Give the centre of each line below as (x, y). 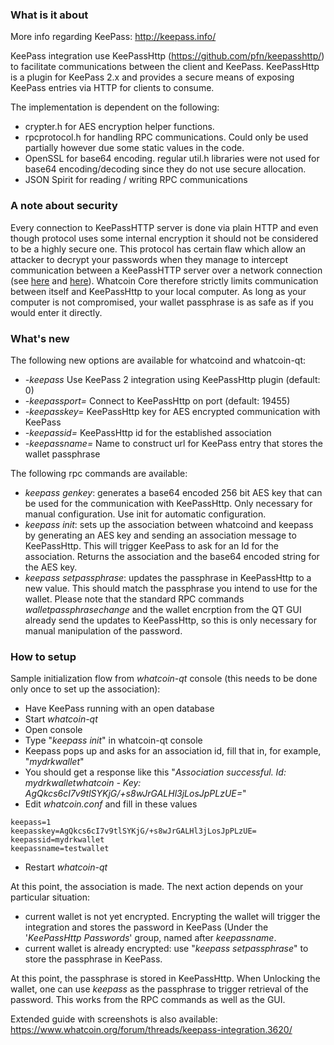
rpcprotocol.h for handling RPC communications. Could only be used (166, 137)
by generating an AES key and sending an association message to (160, 535)
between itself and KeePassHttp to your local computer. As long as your (158, 291)
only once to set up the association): (85, 689)
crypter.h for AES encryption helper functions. (119, 127)
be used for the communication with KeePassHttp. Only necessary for (168, 503)
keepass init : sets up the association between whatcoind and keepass (169, 524)
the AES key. (51, 567)
